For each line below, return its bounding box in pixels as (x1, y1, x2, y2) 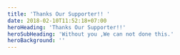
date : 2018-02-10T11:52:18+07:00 (7, 17, 107, 24)
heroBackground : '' (7, 37, 66, 44)
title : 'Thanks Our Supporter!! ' (7, 10, 111, 18)
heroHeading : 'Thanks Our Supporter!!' (7, 24, 126, 31)
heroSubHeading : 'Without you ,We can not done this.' (7, 30, 174, 38)
